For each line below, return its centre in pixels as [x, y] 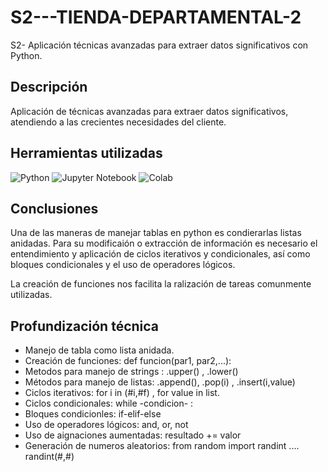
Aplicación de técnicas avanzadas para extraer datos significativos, [149, 111]
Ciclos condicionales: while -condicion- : [109, 403]
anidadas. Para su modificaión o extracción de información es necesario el [164, 243]
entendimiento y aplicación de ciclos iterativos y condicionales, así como [160, 254]
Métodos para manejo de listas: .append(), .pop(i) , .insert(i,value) [160, 382]
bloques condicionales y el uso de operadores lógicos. [123, 265]
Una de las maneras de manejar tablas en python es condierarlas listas [156, 233]
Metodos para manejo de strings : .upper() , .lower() [131, 372]
